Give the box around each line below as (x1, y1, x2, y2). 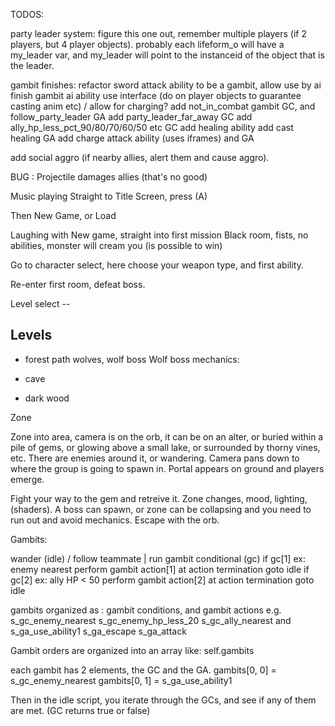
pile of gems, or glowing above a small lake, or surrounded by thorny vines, (10, 441, 321, 453)
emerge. (10, 473, 45, 485)
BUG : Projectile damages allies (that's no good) (10, 171, 208, 183)
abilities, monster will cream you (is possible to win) (10, 240, 223, 251)
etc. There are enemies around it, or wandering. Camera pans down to (10, 452, 300, 464)
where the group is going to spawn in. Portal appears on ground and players (10, 462, 325, 474)
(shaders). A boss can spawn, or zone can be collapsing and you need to (10, 503, 312, 515)
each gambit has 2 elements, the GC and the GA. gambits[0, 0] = (10, 664, 277, 676)
